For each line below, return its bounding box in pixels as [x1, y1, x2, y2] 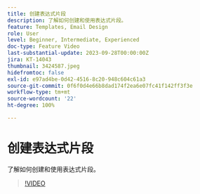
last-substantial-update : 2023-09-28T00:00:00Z [7, 50, 149, 57]
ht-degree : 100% [7, 102, 55, 109]
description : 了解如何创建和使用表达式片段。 [7, 17, 127, 24]
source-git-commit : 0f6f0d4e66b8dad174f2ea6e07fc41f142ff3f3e [7, 82, 193, 89]
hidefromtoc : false [7, 69, 65, 76]
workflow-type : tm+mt [7, 89, 71, 96]
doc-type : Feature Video [7, 43, 80, 50]
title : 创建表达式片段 [7, 10, 67, 18]
